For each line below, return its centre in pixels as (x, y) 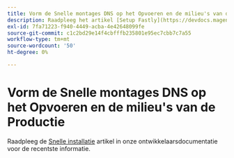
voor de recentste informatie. (49, 148)
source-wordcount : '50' (42, 46)
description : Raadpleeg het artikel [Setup (71, 20)
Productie (36, 122)
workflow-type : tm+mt (39, 39)
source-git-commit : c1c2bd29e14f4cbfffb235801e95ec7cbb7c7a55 (99, 33)
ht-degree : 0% (28, 53)
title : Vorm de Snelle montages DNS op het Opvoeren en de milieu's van (115, 14)
